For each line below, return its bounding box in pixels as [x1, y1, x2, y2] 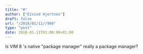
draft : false [5, 16, 32, 21]
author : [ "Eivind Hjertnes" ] [5, 12, 65, 17]
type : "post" [5, 26, 32, 30]
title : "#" [5, 7, 28, 12]
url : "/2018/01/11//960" [5, 21, 56, 26]
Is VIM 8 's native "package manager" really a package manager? [5, 44, 138, 49]
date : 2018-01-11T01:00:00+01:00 [5, 30, 74, 35]
